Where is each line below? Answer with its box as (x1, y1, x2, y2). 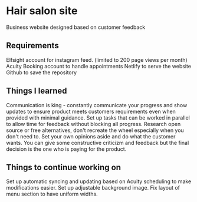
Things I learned (6, 86, 67, 96)
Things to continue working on (6, 162, 121, 172)
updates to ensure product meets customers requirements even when (6, 108, 176, 115)
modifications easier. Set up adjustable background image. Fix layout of (6, 184, 180, 191)
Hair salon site (6, 4, 78, 18)
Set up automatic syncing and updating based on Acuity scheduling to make (6, 178, 192, 185)
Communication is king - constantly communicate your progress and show (6, 101, 188, 108)
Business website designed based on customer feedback (6, 24, 146, 31)
